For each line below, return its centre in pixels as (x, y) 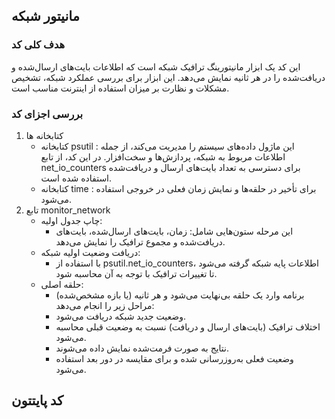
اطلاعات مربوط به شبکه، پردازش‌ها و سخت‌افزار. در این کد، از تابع (163, 156)
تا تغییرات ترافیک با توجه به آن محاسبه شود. (136, 273)
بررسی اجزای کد (47, 114)
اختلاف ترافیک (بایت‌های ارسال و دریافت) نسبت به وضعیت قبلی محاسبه (188, 326)
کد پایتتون (37, 400)
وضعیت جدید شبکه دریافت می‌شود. (120, 316)
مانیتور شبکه (45, 16)
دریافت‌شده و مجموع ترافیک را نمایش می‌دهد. (140, 241)
